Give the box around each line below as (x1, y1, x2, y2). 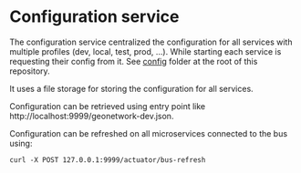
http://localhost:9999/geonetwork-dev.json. (9, 110, 174, 121)
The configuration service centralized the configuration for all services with (9, 36, 293, 47)
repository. (9, 66, 50, 76)
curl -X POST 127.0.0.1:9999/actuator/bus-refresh (9, 155, 206, 165)
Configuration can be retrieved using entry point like (9, 100, 206, 111)
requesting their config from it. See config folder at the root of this (9, 56, 258, 66)
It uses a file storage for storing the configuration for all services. (9, 83, 254, 94)
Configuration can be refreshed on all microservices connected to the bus (9, 127, 288, 138)
